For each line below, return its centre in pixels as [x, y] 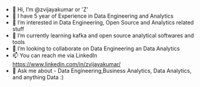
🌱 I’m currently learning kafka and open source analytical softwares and [103, 36]
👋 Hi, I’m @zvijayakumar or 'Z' [50, 9]
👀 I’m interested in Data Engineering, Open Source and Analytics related [103, 22]
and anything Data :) [38, 77]
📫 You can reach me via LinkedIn [55, 55]
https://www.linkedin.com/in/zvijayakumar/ [66, 64]
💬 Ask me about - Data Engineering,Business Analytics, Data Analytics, [102, 71]
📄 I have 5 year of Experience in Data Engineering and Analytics [93, 16]
